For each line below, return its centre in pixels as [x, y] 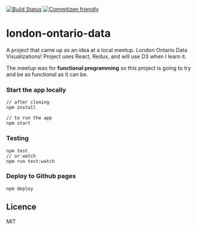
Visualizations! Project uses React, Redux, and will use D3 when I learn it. [96, 56]
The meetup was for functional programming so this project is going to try [99, 68]
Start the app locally [36, 90]
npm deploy [20, 189]
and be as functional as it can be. [47, 74]
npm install [21, 108]
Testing [17, 138]
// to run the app [29, 118]
